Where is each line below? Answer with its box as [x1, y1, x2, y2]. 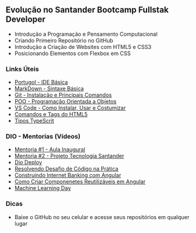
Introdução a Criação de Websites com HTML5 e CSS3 [14, 43, 152, 50]
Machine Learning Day [14, 185, 71, 192]
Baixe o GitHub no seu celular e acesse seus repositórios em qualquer [14, 213, 190, 220]
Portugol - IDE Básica [14, 79, 68, 86]
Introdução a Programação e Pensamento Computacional [14, 30, 158, 38]
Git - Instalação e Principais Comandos [14, 91, 113, 99]
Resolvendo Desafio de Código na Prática [14, 165, 119, 172]
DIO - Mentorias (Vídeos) [5, 133, 81, 141]
